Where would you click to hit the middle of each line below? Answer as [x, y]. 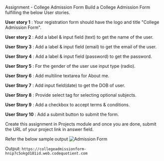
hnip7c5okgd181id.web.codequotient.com [46, 154]
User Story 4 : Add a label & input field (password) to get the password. [79, 56]
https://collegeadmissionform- [54, 149]
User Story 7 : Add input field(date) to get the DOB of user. [65, 85]
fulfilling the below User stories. [38, 12]
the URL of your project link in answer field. [49, 129]
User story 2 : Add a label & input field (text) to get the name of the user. [79, 37]
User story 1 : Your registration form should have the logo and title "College [82, 22]
